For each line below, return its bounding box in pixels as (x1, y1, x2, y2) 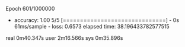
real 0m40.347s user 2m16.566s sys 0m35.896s (5, 35, 123, 41)
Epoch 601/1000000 (5, 5, 55, 12)
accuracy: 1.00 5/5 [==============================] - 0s (14, 17, 179, 23)
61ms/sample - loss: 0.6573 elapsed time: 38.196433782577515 (14, 23, 170, 30)
